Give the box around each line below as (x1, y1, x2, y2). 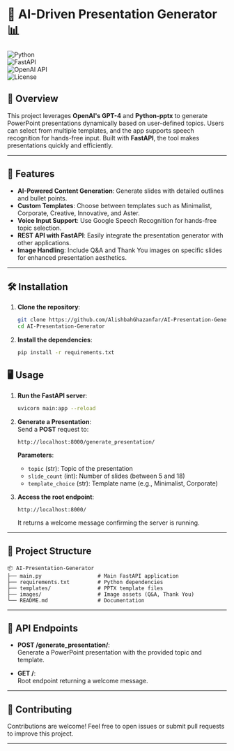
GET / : (17, 669, 36, 678)
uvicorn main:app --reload (17, 404, 96, 411)
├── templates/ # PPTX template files (7, 585, 164, 592)
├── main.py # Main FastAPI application (7, 572, 179, 579)
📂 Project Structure (7, 545, 92, 557)
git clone (17, 316, 47, 323)
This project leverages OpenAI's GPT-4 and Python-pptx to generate (7, 111, 208, 119)
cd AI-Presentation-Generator (17, 323, 106, 330)
